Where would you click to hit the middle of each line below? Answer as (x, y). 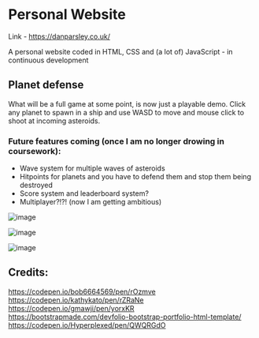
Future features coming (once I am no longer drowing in (116, 141)
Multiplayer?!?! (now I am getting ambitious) (91, 202)
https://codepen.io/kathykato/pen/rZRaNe (76, 300)
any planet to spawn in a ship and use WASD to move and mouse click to (126, 112)
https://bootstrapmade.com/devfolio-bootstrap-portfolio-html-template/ (125, 317)
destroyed (36, 185)
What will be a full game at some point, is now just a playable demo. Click (127, 103)
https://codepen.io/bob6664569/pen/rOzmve (82, 291)
